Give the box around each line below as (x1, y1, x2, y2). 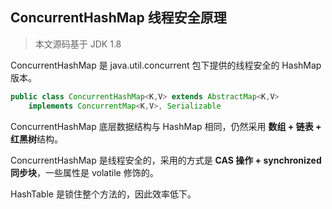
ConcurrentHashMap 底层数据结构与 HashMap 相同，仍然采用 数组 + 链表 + (10, 120, 322, 132)
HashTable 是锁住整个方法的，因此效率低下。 (10, 188, 197, 200)
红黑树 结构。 (10, 133, 63, 145)
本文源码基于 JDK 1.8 (34, 38, 122, 50)
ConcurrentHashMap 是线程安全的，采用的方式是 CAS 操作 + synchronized (10, 154, 322, 166)
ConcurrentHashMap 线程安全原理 (10, 9, 227, 27)
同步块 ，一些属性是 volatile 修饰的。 (10, 166, 159, 178)
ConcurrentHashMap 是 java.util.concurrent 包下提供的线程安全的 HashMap (10, 59, 322, 71)
